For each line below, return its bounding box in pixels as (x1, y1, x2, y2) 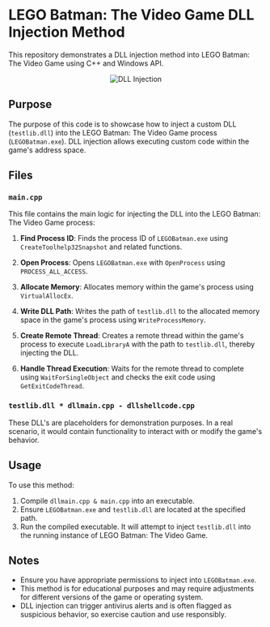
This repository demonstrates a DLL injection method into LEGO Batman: (8, 49, 251, 59)
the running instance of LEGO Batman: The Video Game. (19, 530, 209, 540)
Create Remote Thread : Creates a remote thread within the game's (19, 331, 244, 341)
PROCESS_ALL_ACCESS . (19, 266, 88, 277)
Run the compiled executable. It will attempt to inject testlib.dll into (19, 522, 251, 531)
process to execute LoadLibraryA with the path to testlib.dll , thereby (19, 339, 255, 350)
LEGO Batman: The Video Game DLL (8, 6, 255, 24)
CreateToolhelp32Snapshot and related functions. (19, 242, 183, 252)
